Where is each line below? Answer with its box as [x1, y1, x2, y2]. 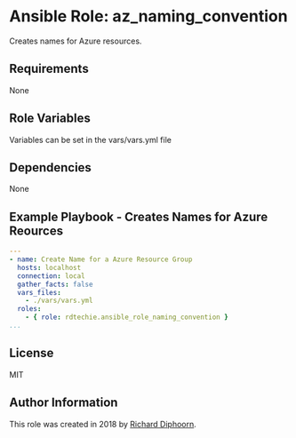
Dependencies [9, 160, 92, 175]
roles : [17, 305, 42, 314]
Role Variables [9, 111, 91, 126]
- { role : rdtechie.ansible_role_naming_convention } [25, 313, 228, 322]
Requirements [9, 61, 89, 76]
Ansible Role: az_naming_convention [9, 6, 288, 27]
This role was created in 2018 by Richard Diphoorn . [9, 418, 197, 429]
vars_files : [17, 288, 62, 297]
